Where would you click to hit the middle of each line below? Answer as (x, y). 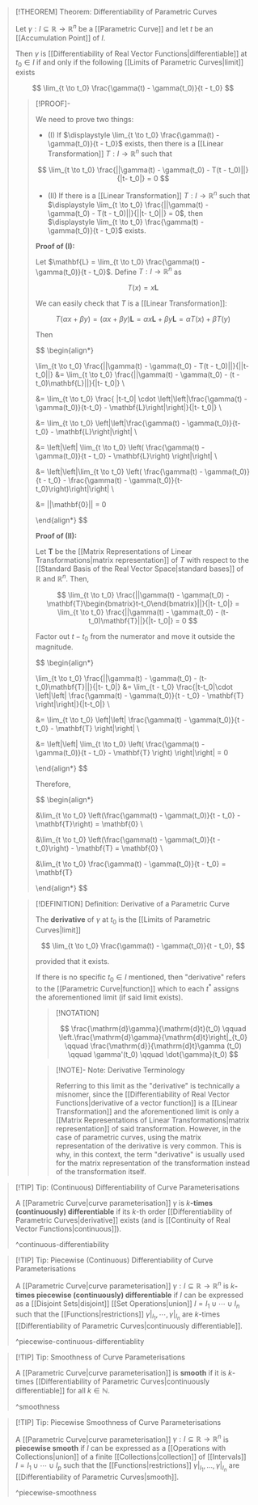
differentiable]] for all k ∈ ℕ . (62, 1390)
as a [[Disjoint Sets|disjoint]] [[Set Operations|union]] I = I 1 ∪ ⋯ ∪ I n (127, 1304)
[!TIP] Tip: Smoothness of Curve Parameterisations (100, 1357)
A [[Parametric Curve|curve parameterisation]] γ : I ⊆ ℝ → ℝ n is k (125, 1285)
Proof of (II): (56, 536)
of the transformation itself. (101, 1172)
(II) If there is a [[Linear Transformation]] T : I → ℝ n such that (149, 195)
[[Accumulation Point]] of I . (60, 38)
